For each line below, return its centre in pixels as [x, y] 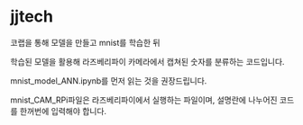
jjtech [32, 17]
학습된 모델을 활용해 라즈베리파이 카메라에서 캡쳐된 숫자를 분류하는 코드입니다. [147, 61]
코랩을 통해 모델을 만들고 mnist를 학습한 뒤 [85, 42]
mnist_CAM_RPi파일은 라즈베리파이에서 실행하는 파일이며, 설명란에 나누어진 [144, 100]
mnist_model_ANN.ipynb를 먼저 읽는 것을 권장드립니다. [109, 80]
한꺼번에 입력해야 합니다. [63, 111]
